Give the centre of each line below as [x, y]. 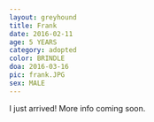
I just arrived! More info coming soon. [77, 108]
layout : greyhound [43, 17]
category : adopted [43, 50]
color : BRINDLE [37, 58]
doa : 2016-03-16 [39, 67]
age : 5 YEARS [33, 42]
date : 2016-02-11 [41, 34]
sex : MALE [27, 83]
